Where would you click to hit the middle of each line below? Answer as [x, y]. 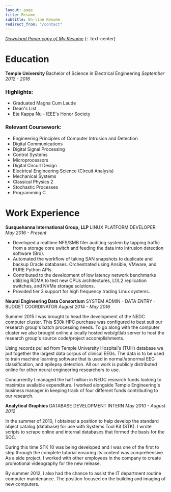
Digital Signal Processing [39, 149]
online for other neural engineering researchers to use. [63, 370]
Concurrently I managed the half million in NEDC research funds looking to [83, 379]
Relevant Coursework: [34, 127]
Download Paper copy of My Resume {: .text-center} [61, 39]
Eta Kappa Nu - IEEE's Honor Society [51, 114]
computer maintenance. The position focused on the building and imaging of [85, 478]
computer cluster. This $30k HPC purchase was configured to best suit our [84, 322]
